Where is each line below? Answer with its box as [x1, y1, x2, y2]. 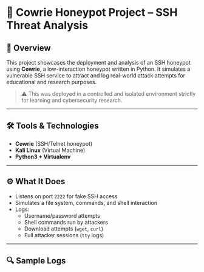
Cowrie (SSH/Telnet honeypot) [15, 140, 93, 147]
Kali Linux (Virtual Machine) [15, 146, 86, 154]
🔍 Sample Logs [6, 256, 66, 266]
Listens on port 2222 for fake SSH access [15, 192, 118, 200]
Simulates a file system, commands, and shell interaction [15, 199, 158, 206]
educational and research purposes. [6, 79, 97, 85]
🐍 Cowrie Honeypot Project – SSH [6, 5, 178, 20]
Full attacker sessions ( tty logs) [24, 231, 104, 238]
